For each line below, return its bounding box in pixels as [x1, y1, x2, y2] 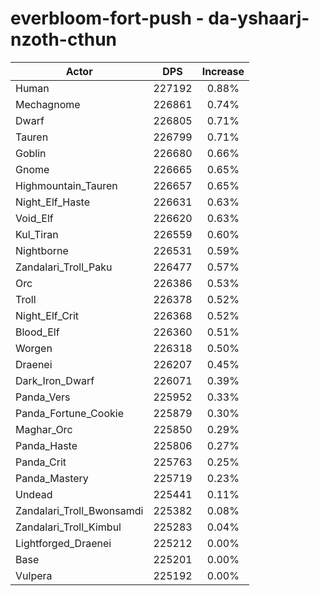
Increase [201, 64, 245, 78]
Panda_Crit [15, 455, 67, 469]
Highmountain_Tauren [15, 178, 118, 192]
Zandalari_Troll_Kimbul [15, 520, 122, 534]
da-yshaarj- [208, 7, 310, 30]
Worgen [15, 341, 53, 355]
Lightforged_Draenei [15, 536, 112, 550]
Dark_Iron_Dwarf [15, 373, 95, 387]
